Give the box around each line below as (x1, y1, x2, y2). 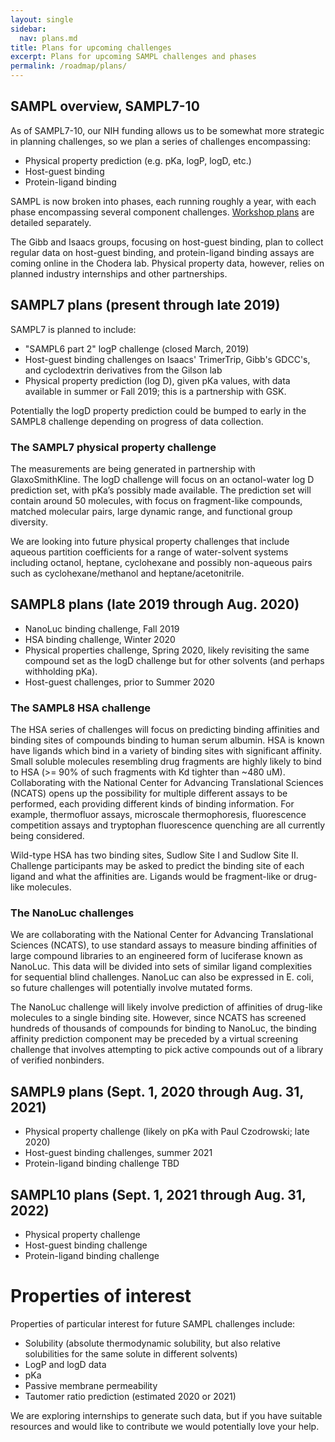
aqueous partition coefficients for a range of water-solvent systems (10, 546, 289, 558)
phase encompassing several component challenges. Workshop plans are (10, 206, 315, 218)
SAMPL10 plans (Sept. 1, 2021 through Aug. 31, (10, 1186, 307, 1203)
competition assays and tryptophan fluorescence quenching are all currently (10, 819, 326, 831)
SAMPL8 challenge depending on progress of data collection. (10, 415, 264, 427)
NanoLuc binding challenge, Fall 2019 (24, 622, 180, 635)
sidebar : (10, 24, 47, 34)
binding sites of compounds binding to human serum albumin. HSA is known (10, 734, 325, 746)
